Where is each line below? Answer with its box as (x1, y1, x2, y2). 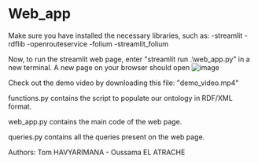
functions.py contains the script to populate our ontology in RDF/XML (8, 93, 234, 102)
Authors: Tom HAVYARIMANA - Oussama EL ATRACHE (8, 147, 186, 157)
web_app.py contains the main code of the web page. (8, 117, 182, 126)
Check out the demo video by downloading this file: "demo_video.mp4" (8, 78, 239, 87)
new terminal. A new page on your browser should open (8, 62, 190, 72)
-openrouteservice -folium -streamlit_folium (27, 39, 169, 48)
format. (8, 102, 32, 111)
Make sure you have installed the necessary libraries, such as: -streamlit (8, 31, 243, 40)
